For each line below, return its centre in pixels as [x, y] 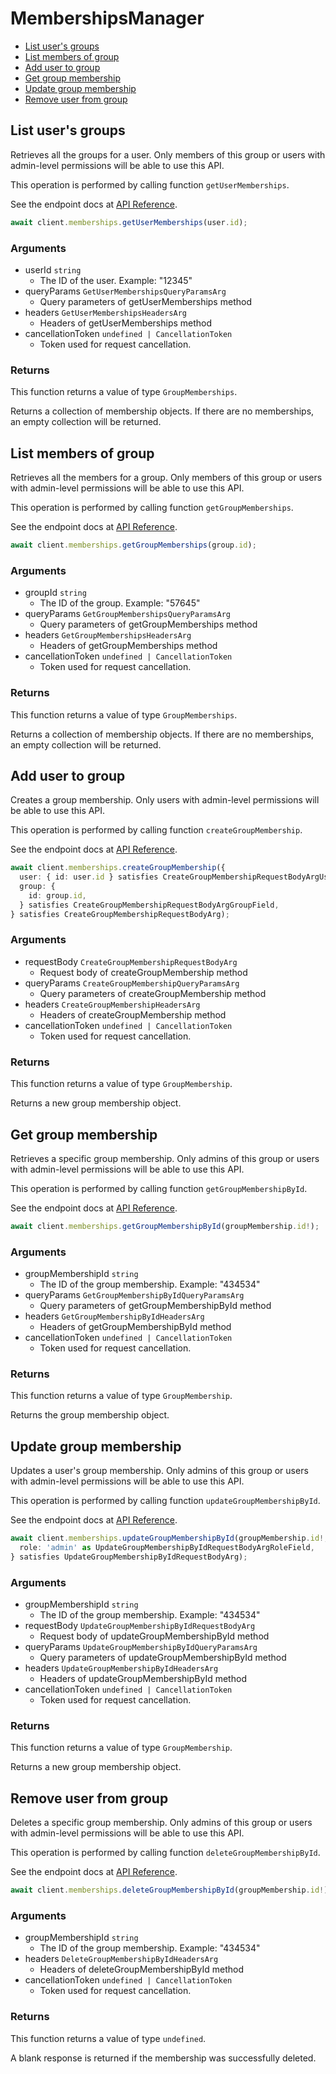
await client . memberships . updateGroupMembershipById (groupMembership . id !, [169, 1538]
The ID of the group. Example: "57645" [120, 603]
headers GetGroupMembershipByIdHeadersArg [114, 1316]
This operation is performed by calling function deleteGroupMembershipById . [165, 1853]
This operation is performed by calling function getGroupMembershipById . [159, 1188]
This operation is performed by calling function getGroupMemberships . [152, 508]
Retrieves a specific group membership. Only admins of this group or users [165, 1158]
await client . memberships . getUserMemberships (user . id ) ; [129, 222]
